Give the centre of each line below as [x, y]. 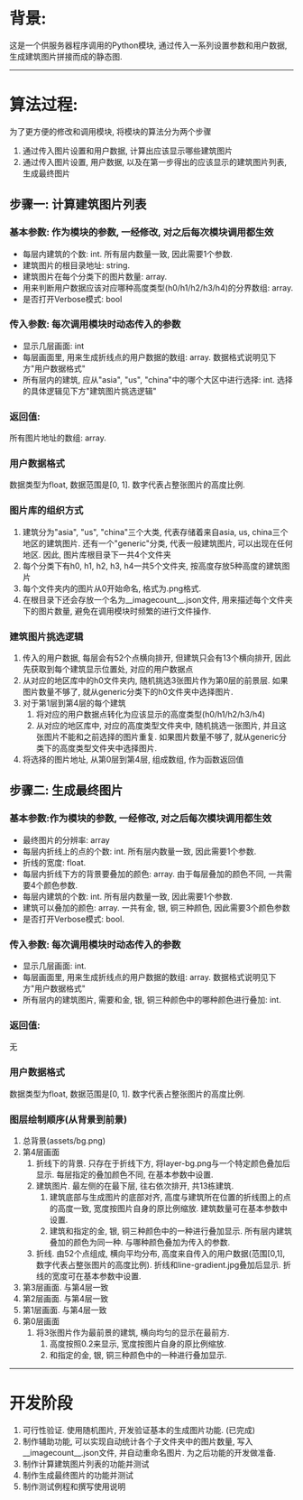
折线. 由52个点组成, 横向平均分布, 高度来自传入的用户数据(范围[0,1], [161, 1253]
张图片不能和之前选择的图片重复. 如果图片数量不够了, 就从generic [157, 737]
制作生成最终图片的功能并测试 [78, 1475]
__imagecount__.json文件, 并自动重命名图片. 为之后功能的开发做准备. [149, 1452]
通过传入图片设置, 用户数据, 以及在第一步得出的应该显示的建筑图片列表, [154, 162]
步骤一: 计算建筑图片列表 [78, 204]
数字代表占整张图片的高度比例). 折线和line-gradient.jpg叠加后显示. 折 [163, 1264]
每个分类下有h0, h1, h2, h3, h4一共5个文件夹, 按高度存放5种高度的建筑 [152, 566]
